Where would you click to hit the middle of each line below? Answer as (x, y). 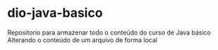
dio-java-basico (55, 13)
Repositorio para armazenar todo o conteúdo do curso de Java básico (109, 32)
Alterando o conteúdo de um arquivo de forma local (82, 39)
